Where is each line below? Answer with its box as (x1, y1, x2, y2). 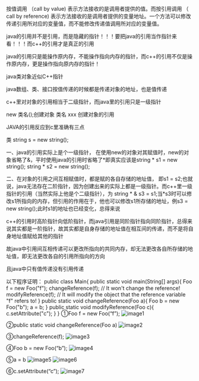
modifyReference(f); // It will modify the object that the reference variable (6, 291, 186, 298)
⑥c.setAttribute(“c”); (6, 368, 59, 374)
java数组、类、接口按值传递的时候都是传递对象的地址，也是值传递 (6, 86, 168, 92)
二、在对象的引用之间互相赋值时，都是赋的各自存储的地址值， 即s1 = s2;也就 (6, 175, 193, 182)
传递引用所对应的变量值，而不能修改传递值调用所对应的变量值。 (6, 20, 162, 27)
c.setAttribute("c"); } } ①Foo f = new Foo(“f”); (6, 310, 121, 317)
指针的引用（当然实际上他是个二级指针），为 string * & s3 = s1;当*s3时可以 (6, 190, 187, 197)
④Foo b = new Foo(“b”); (6, 345, 68, 351)
